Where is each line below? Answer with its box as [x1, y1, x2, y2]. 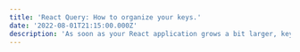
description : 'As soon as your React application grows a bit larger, [9, 29, 278, 38]
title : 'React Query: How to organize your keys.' [9, 12, 202, 22]
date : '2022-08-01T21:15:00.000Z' [9, 21, 138, 30]
